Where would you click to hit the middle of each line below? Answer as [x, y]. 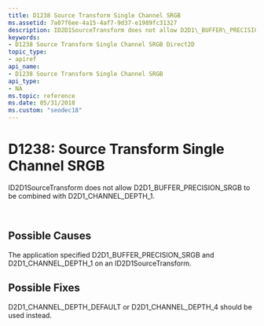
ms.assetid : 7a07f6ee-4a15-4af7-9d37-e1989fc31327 [93, 23]
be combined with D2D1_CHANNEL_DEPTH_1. [82, 196]
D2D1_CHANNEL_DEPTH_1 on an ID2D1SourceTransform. [100, 263]
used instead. [30, 315]
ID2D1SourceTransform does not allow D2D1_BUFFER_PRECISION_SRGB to [129, 187]
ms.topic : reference [42, 96]
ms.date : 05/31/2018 [42, 103]
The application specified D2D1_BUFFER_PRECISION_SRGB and [111, 255]
